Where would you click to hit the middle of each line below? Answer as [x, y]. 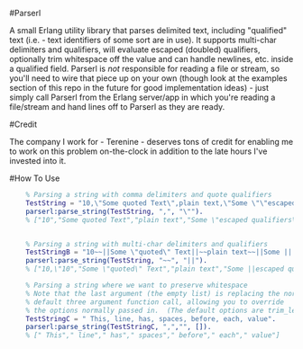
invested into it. [38, 161]
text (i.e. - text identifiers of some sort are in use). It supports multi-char [143, 40]
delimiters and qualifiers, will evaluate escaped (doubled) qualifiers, [135, 49]
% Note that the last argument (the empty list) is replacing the [153, 293]
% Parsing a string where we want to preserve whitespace [137, 285]
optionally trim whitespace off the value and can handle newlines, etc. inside [151, 59]
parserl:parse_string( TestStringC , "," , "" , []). [119, 327]
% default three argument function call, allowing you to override [155, 302]
